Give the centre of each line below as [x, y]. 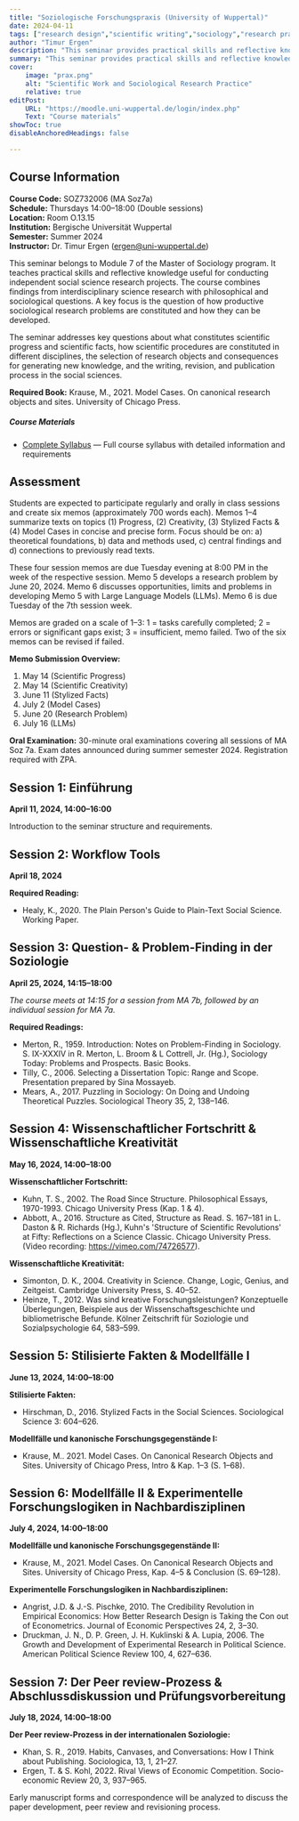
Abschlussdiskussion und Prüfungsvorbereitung [148, 1696]
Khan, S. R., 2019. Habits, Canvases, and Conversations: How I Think [148, 1752]
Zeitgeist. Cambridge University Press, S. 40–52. [111, 1290]
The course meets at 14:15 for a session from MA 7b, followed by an [134, 1000]
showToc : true [36, 125]
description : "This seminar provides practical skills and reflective [143, 51]
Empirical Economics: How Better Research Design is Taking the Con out [155, 1616]
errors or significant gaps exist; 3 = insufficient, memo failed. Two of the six [148, 632]
